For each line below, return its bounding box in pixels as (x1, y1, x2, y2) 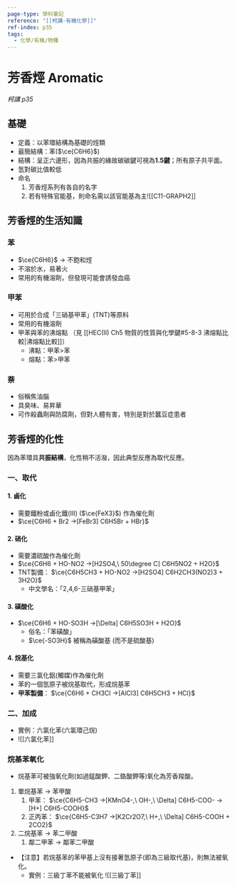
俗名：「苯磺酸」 (28, 627, 76, 635)
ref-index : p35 (7, 24, 53, 31)
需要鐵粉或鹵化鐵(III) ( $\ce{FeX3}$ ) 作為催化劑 (17, 509, 154, 518)
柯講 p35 (7, 95, 33, 104)
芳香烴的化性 (7, 433, 64, 445)
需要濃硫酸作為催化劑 (17, 551, 80, 560)
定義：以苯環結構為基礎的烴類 (17, 138, 105, 146)
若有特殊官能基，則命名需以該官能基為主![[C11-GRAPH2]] (28, 191, 196, 200)
